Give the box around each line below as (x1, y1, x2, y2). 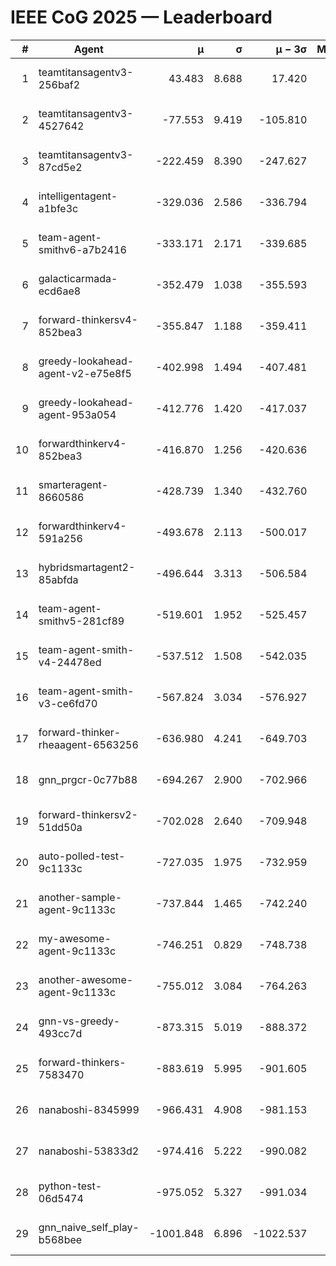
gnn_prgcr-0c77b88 (38, 772, 138, 786)
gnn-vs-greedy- (38, 1014, 121, 1028)
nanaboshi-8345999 (38, 1102, 140, 1116)
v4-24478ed (38, 655, 102, 669)
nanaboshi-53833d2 (38, 1144, 140, 1158)
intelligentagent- (38, 189, 118, 203)
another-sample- (38, 890, 123, 904)
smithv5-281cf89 (38, 614, 125, 628)
